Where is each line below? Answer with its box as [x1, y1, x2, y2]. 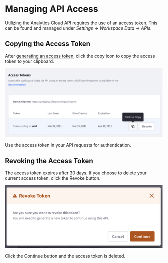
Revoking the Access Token [5, 156, 93, 165]
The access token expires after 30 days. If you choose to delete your [5, 170, 147, 176]
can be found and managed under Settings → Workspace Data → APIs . [5, 25, 152, 31]
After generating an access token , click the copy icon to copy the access [5, 53, 155, 59]
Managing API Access [5, 3, 98, 15]
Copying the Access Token [5, 40, 91, 48]
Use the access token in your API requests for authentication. [5, 142, 131, 148]
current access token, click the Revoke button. [5, 175, 101, 181]
